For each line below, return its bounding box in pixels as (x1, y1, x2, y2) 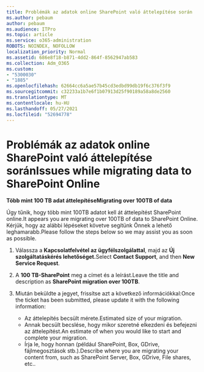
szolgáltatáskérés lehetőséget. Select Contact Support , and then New (15, 253, 195, 261)
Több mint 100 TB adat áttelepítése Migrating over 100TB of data (6, 197, 172, 204)
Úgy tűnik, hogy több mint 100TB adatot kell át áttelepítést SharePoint (6, 209, 181, 216)
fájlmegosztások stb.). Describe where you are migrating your (24, 347, 179, 355)
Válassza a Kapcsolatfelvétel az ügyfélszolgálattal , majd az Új (15, 247, 175, 254)
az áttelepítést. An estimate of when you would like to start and (24, 328, 181, 335)
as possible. (6, 235, 37, 242)
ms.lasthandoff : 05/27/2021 (6, 105, 78, 112)
